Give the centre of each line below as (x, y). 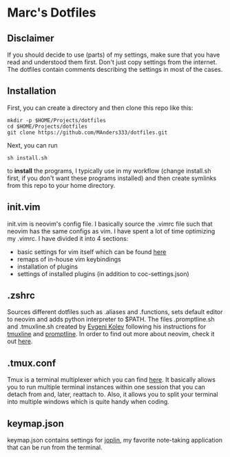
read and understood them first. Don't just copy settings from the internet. (112, 62)
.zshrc (21, 296)
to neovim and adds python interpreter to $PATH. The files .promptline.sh (111, 320)
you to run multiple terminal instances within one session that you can (106, 387)
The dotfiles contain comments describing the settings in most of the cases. (115, 69)
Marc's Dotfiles (52, 13)
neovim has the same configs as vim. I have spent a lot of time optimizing (111, 231)
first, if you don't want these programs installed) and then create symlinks (112, 178)
